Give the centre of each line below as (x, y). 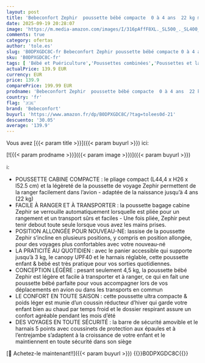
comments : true (26, 35)
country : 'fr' (24, 97)
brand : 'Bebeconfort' (34, 108)
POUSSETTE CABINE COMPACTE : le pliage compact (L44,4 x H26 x (101, 179)
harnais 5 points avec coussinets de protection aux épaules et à (95, 329)
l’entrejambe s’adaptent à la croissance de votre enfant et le (90, 335)
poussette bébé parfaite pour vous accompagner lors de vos (92, 283)
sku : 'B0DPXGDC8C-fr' (34, 57)
